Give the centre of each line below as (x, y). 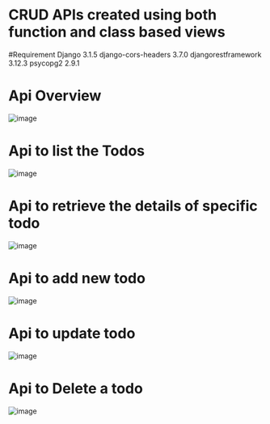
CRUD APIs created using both (113, 15)
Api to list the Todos (77, 151)
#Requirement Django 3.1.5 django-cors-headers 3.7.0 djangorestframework (135, 54)
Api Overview (55, 96)
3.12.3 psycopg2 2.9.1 (44, 63)
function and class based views (117, 32)
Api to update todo (72, 333)
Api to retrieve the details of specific (133, 206)
